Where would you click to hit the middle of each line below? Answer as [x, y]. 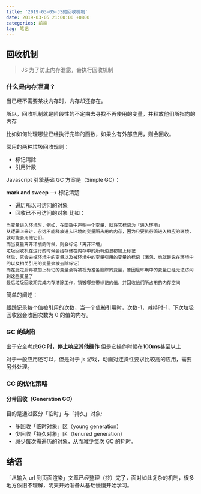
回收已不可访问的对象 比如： [50, 213]
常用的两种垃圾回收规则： [38, 147]
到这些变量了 [20, 277]
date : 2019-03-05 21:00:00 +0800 [48, 17]
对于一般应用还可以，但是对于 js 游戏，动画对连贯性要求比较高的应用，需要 [99, 359]
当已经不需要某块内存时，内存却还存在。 [56, 101]
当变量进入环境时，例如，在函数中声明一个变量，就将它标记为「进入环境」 [85, 226]
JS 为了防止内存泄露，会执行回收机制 [67, 70]
